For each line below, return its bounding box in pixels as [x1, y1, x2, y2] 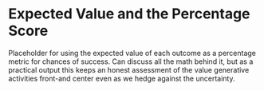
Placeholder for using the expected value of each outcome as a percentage [8, 48, 257, 57]
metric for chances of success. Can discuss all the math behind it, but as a [8, 57, 254, 66]
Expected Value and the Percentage [8, 5, 250, 23]
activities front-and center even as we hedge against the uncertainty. [8, 73, 235, 83]
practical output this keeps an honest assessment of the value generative [8, 65, 250, 74]
